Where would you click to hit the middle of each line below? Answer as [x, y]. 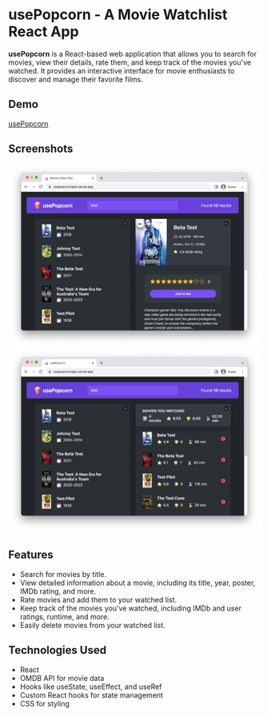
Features [31, 555]
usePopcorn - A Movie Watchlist [118, 15]
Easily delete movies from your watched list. [92, 625]
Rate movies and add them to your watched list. [98, 599]
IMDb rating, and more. [58, 591]
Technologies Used [57, 650]
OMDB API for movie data [62, 678]
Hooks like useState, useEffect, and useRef [91, 686]
